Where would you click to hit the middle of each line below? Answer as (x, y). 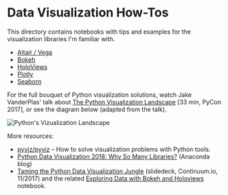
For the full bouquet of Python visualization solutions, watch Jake (100, 95)
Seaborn (29, 81)
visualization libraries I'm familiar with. (61, 38)
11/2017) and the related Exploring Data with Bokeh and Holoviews (110, 178)
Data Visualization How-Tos (88, 13)
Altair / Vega (35, 52)
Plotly (25, 74)
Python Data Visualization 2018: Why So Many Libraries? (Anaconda (113, 157)
